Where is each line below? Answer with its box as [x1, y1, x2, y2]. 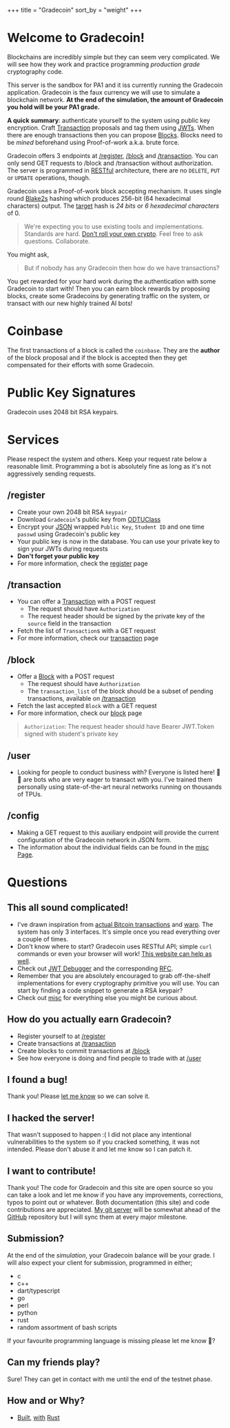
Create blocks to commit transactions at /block [17, 1046, 150, 1055]
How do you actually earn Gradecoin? [7, 1014, 172, 1026]
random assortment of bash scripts [17, 1323, 117, 1331]
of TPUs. [17, 790, 43, 798]
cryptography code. [7, 67, 64, 75]
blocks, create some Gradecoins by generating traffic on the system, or [7, 291, 210, 300]
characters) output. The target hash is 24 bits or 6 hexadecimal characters [7, 202, 220, 210]
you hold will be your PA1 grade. [7, 103, 100, 111]
